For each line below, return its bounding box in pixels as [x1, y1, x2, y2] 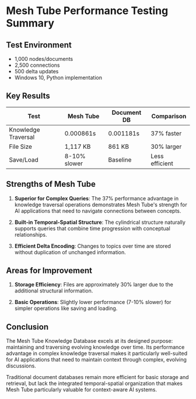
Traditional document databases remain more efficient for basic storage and [6, 374, 189, 381]
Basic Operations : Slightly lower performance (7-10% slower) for [14, 299, 171, 306]
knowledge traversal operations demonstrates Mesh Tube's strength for [14, 201, 188, 208]
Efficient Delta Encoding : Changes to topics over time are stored [14, 242, 171, 250]
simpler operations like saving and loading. [14, 305, 118, 312]
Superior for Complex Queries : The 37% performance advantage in [14, 195, 179, 202]
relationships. [14, 231, 47, 238]
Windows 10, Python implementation [14, 74, 102, 81]
